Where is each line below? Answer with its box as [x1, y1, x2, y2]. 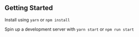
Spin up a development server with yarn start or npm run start [4, 26, 134, 32]
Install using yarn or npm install [4, 17, 70, 22]
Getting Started [4, 4, 53, 12]
